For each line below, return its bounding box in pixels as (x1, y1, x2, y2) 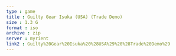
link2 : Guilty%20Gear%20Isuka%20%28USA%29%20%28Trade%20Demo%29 (6, 41, 170, 47)
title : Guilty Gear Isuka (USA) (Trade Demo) (6, 14, 123, 20)
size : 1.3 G (6, 19, 38, 25)
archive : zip (6, 30, 41, 36)
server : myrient (6, 36, 49, 41)
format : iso (6, 24, 38, 31)
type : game (6, 8, 35, 15)
